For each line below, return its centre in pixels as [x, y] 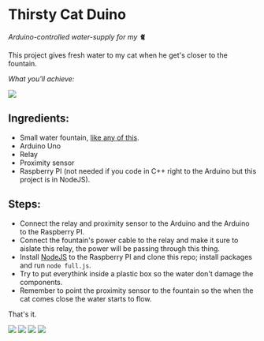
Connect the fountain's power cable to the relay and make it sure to [129, 240]
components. [41, 282]
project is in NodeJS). [55, 179]
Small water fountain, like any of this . [79, 137]
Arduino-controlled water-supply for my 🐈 [77, 36]
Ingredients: [39, 119]
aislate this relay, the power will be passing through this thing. [120, 248]
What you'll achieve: [41, 79]
